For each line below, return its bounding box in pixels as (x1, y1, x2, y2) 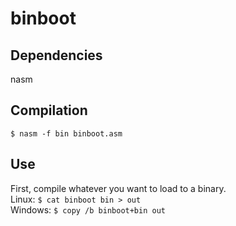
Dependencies (10, 47, 103, 64)
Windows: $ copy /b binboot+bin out (10, 203, 166, 216)
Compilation (10, 102, 88, 119)
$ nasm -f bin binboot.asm (10, 128, 123, 139)
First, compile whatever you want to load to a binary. (10, 182, 227, 194)
